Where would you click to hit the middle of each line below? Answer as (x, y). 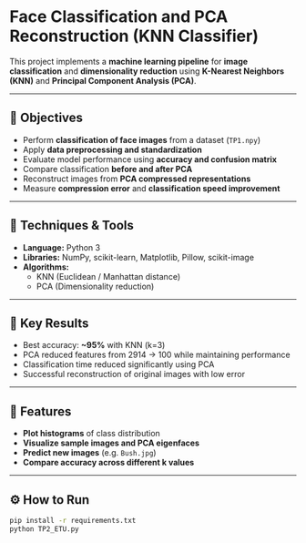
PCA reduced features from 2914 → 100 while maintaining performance (156, 355)
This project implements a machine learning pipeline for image (129, 61)
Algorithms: (46, 267)
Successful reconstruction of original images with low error (134, 374)
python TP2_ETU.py (44, 529)
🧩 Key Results (49, 323)
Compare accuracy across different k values (108, 463)
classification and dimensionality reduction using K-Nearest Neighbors (147, 71)
